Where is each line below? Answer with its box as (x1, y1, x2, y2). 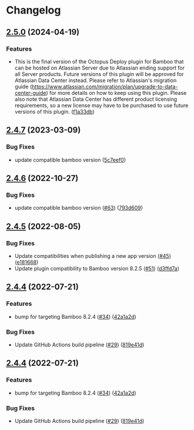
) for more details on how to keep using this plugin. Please (46, 89, 187, 96)
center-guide (14, 89, 46, 96)
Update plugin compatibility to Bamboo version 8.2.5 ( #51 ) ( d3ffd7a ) (14, 264, 180, 272)
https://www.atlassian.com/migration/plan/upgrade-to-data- (31, 83, 178, 90)
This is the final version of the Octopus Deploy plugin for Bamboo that (14, 58, 184, 65)
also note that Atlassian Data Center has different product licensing (14, 95, 178, 102)
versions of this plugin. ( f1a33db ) (14, 108, 95, 115)
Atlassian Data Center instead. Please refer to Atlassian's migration (14, 77, 177, 84)
